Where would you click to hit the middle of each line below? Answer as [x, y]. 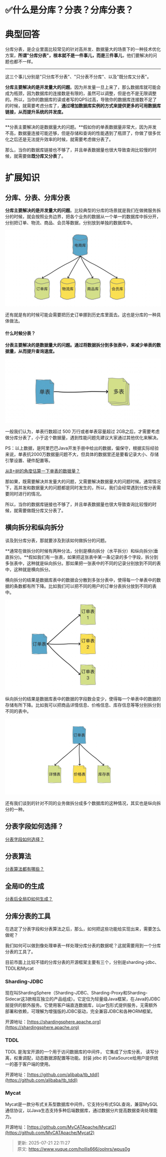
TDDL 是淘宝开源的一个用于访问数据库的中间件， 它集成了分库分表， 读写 [80, 1052]
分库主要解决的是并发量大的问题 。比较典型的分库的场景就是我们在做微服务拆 [83, 210]
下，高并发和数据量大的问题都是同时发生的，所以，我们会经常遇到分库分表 [81, 488]
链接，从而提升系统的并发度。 [35, 112]
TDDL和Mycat [20, 968]
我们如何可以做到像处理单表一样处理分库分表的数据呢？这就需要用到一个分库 [83, 946]
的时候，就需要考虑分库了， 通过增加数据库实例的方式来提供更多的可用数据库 [83, 106]
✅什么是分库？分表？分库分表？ [69, 10]
